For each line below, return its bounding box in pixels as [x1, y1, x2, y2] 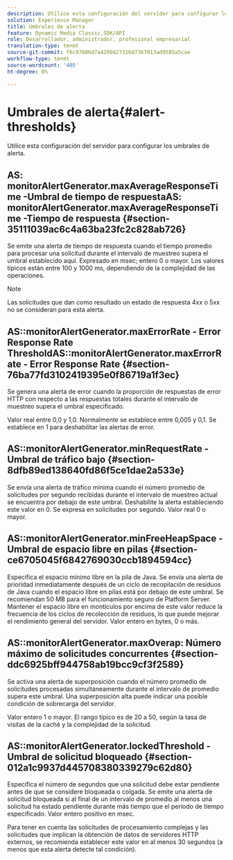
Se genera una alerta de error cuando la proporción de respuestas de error [7, 388, 222, 396]
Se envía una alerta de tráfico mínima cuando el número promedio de [7, 483, 205, 491]
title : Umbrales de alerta [7, 23, 85, 30]
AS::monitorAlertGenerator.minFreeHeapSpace [7, 533, 217, 544]
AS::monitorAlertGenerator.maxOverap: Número [7, 637, 222, 649]
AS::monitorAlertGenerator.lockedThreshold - [7, 740, 211, 752]
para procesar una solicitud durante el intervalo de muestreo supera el [7, 249, 209, 257]
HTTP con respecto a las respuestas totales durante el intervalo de [7, 395, 198, 403]
